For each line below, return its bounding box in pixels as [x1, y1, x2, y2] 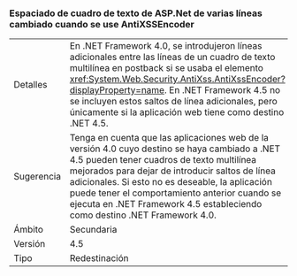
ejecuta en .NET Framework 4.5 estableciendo [69, 198, 263, 211]
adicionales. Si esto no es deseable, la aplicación [69, 176, 272, 188]
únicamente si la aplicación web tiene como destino [69, 106, 285, 119]
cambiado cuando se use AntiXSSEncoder [9, 18, 194, 30]
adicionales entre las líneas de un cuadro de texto [69, 51, 276, 64]
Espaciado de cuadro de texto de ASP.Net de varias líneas [9, 7, 263, 19]
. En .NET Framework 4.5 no [164, 84, 281, 96]
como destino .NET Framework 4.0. [69, 209, 217, 221]
